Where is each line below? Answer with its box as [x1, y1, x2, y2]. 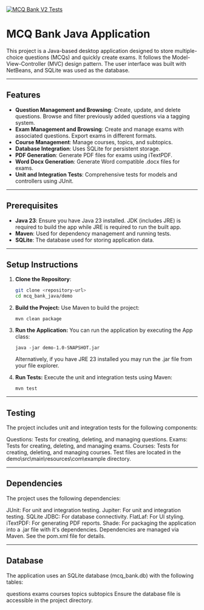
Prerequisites [6, 201, 58, 211]
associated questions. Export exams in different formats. [15, 131, 157, 139]
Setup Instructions [6, 259, 78, 270]
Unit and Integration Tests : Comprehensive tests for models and [15, 170, 178, 178]
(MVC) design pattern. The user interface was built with [47, 60, 186, 67]
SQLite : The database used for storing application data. [15, 236, 155, 244]
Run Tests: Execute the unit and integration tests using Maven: [15, 374, 172, 381]
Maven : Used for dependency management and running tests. [15, 230, 172, 237]
